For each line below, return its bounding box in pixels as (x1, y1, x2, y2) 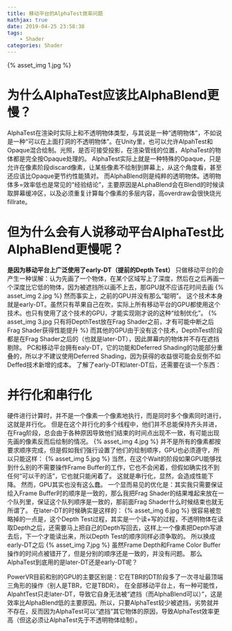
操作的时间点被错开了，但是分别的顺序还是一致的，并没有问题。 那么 (7, 549, 202, 557)
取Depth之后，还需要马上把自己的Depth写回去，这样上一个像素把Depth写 (7, 523, 216, 532)
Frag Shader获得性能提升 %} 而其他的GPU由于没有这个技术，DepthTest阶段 (7, 325, 223, 334)
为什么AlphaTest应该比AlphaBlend (7, 88, 207, 103)
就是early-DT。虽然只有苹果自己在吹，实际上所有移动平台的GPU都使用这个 (7, 300, 221, 308)
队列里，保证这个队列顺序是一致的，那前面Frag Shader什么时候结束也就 (12, 497, 217, 505)
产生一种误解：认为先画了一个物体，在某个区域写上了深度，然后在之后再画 (7, 274, 219, 283)
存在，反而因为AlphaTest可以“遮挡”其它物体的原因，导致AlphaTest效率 (12, 607, 214, 615)
